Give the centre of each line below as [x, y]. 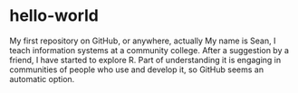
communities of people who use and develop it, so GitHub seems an [137, 70]
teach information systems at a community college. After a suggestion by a [149, 50]
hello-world [54, 16]
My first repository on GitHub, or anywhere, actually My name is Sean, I [143, 41]
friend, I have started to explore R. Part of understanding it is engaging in [145, 60]
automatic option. [42, 79]
